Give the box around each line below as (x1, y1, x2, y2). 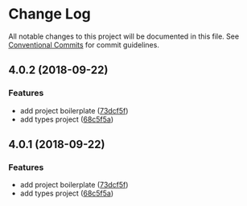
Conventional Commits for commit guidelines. (8, 39, 159, 49)
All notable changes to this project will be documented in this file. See (8, 31, 240, 41)
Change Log (8, 5, 91, 23)
